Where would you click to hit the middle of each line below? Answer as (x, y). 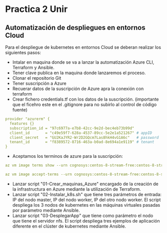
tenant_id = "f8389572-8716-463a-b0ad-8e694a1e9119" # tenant (82, 142)
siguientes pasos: (23, 53)
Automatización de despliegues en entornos (75, 28)
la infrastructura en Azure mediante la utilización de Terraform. (77, 189)
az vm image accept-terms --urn (39, 174)
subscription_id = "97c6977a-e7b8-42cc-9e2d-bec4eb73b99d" (72, 128)
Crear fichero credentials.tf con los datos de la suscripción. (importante (85, 99)
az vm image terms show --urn (37, 165)
